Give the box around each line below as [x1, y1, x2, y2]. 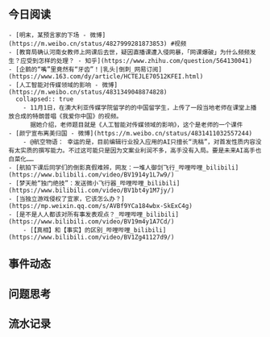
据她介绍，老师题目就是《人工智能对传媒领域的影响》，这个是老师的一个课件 [29, 120, 243, 129]
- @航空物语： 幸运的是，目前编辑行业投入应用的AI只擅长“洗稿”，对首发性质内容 [23, 138, 256, 146]
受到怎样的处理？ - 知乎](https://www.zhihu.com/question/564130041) [26, 56, 252, 64]
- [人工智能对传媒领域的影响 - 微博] [8, 81, 118, 89]
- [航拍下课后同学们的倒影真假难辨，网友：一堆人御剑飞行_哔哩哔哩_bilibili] [8, 164, 239, 172]
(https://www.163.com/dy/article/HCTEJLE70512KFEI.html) [8, 72, 204, 81]
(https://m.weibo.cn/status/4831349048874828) [8, 88, 168, 96]
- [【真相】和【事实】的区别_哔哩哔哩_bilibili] [23, 226, 167, 234]
